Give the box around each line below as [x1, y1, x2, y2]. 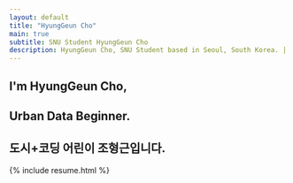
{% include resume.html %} [9, 164, 111, 175]
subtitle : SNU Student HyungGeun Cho [9, 37, 149, 47]
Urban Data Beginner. [9, 108, 131, 124]
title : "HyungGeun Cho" [9, 21, 97, 30]
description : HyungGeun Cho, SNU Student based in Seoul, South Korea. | [9, 46, 288, 55]
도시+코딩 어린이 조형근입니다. [9, 141, 166, 156]
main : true [9, 29, 50, 38]
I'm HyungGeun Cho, [9, 79, 128, 94]
